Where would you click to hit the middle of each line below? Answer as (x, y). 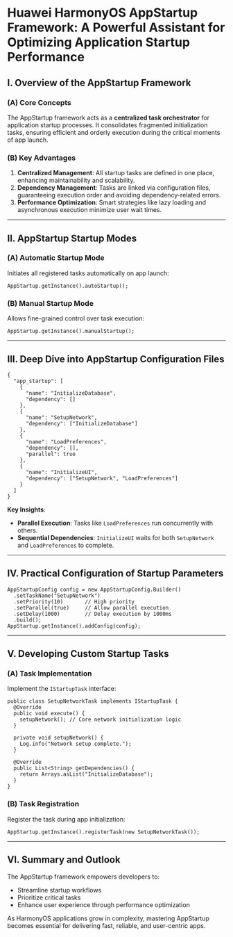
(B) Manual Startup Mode (50, 303)
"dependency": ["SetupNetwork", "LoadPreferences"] (102, 478)
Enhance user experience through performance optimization (104, 904)
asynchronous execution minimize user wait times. (89, 210)
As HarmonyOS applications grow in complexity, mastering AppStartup (108, 918)
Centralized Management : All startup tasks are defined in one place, (116, 173)
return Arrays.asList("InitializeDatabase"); (87, 774)
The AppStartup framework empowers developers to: (84, 877)
